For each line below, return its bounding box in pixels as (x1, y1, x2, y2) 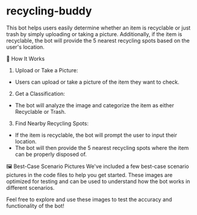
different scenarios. (6, 184, 55, 191)
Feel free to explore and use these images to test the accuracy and (6, 196, 172, 203)
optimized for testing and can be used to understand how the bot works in (6, 178, 190, 185)
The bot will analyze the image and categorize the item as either (14, 101, 175, 109)
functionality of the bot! (6, 202, 64, 209)
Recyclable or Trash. (14, 108, 66, 115)
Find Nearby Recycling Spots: (14, 119, 89, 127)
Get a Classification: (14, 90, 65, 97)
